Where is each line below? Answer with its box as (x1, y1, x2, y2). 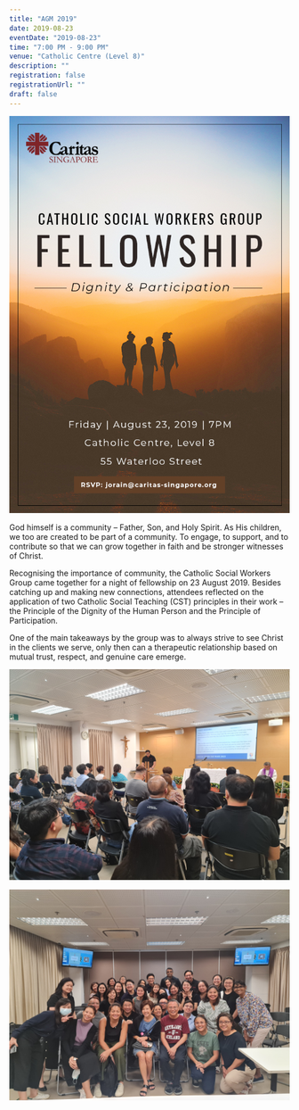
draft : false (9, 89, 58, 98)
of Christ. (9, 551, 44, 561)
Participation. (9, 616, 58, 626)
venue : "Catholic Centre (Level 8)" (9, 52, 145, 62)
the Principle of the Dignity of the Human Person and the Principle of (9, 606, 261, 617)
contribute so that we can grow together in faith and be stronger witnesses (9, 541, 284, 552)
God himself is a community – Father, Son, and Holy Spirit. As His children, (9, 522, 282, 533)
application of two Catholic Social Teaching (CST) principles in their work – (9, 596, 284, 607)
